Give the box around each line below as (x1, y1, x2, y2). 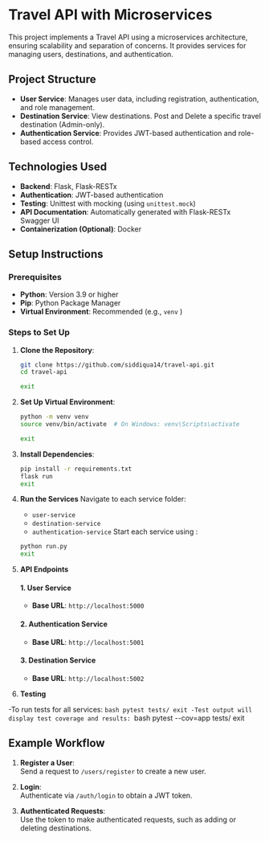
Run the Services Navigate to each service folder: (19, 494, 186, 504)
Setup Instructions (8, 247, 104, 261)
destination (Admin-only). (19, 119, 105, 129)
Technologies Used (8, 160, 107, 174)
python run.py (19, 543, 67, 551)
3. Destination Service (19, 655, 96, 665)
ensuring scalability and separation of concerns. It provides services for (8, 40, 247, 50)
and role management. (19, 102, 95, 112)
